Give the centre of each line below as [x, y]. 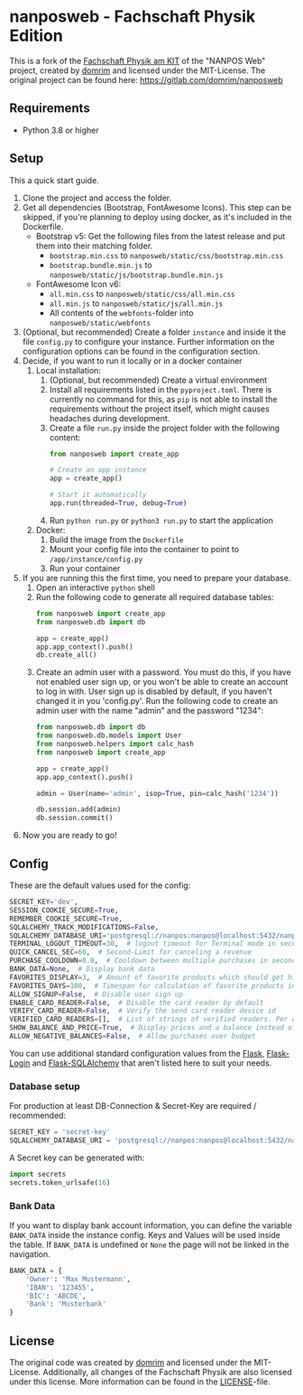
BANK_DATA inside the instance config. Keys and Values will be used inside [145, 1234]
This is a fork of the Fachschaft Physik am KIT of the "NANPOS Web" [138, 60]
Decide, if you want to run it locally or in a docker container [132, 360]
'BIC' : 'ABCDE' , [56, 1296]
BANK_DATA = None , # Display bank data [82, 969]
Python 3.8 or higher [60, 130]
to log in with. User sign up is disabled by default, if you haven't [154, 691]
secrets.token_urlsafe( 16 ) [60, 1183]
